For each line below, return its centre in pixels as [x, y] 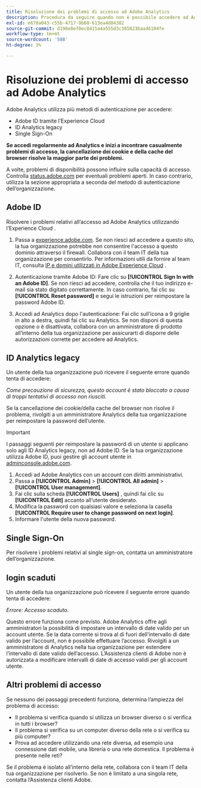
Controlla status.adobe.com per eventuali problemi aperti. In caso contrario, [100, 176]
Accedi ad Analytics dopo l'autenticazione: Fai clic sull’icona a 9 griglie [102, 314]
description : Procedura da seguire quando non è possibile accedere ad [97, 17]
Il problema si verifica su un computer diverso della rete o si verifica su [102, 730]
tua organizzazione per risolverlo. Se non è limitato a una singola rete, [92, 773]
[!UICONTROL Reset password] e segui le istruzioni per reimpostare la [102, 296]
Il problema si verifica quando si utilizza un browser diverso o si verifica [103, 717]
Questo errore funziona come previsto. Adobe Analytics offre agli [87, 622]
